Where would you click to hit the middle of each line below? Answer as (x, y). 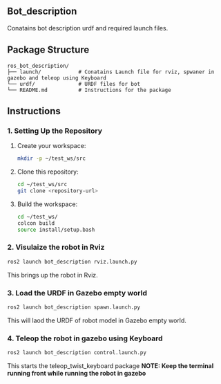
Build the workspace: (47, 204)
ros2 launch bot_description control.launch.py (77, 353)
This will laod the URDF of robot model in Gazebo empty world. (97, 320)
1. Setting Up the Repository (55, 131)
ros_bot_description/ (38, 66)
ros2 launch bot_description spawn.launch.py (74, 307)
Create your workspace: (51, 146)
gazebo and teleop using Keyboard (57, 78)
